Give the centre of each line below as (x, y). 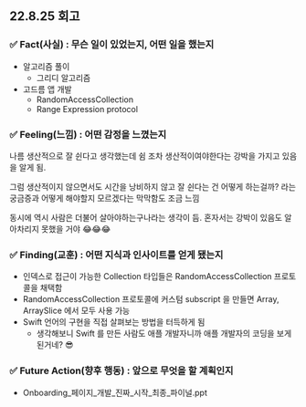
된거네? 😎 (55, 345)
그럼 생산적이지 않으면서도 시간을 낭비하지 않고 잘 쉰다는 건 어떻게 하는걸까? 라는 (153, 186)
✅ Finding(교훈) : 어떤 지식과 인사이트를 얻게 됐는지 (116, 255)
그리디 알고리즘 (63, 78)
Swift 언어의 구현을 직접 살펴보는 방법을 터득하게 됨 (114, 322)
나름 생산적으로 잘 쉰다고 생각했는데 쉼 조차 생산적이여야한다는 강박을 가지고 (145, 156)
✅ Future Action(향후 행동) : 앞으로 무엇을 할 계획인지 (121, 370)
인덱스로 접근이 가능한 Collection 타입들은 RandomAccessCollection (147, 277)
